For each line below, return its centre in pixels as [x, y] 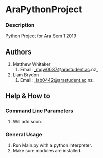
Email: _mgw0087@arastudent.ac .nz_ [59, 70]
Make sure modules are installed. [47, 151]
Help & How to [28, 96]
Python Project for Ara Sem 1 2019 [41, 36]
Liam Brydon [26, 75]
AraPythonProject [44, 9]
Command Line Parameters [39, 111]
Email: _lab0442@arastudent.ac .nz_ [57, 80]
